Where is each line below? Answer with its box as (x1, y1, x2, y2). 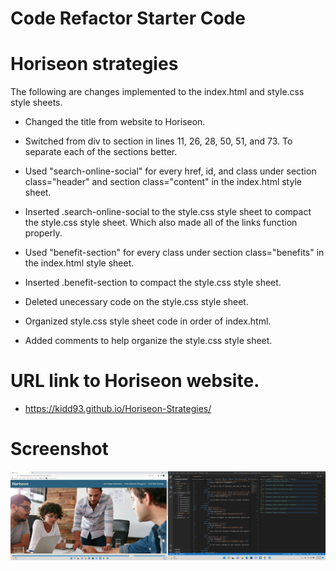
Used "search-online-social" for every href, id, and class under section (24, 165, 317, 177)
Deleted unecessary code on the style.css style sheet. (24, 296, 249, 308)
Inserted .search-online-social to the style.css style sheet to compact (24, 206, 312, 218)
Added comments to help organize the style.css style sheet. (24, 335, 273, 347)
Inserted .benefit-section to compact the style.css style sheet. (24, 277, 282, 289)
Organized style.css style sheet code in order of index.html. (24, 315, 272, 327)
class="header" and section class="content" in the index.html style (24, 176, 302, 188)
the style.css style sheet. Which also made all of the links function (24, 217, 298, 229)
